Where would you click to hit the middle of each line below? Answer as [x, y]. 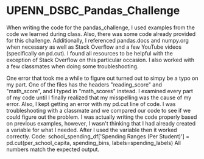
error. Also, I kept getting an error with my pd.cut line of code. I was [91, 104]
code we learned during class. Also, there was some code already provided [101, 34]
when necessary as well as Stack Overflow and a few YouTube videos [94, 47]
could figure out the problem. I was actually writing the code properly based [102, 117]
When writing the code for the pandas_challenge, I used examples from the [100, 27]
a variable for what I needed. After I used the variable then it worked [92, 130]
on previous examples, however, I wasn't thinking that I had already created [101, 123]
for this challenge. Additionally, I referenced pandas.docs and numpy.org [97, 40]
